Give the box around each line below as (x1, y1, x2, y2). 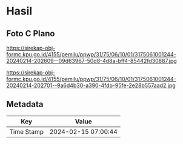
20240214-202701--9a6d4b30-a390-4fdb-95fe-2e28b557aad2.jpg (6, 82, 176, 89)
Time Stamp (9, 127, 44, 136)
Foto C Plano (6, 28, 55, 39)
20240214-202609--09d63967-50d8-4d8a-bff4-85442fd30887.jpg (6, 57, 177, 64)
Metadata (6, 99, 44, 110)
